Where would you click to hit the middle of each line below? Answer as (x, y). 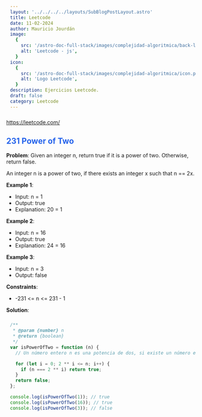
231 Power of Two (40, 141)
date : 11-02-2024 (32, 23)
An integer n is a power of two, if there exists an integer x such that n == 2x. (100, 174)
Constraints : (22, 287)
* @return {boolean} (38, 336)
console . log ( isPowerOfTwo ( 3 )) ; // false (61, 408)
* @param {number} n (38, 330)
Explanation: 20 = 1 (38, 210)
